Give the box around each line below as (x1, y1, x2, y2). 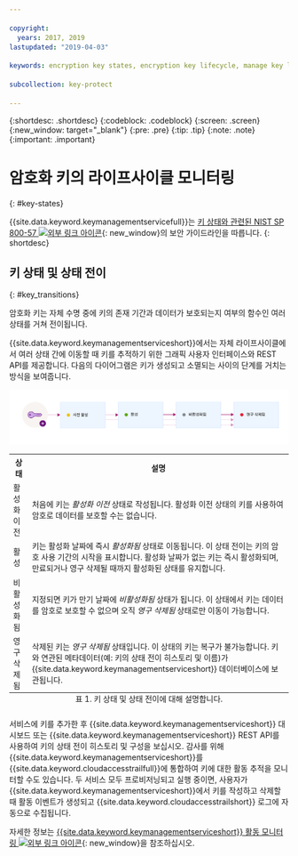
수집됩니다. (32, 807, 72, 818)
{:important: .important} (9, 133, 96, 144)
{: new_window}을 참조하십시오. (81, 837, 195, 848)
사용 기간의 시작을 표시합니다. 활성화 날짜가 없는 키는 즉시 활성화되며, (41, 552, 279, 562)
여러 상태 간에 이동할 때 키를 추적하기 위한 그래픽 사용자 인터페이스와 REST (18, 349, 277, 359)
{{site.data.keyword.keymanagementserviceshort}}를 (9, 752, 204, 763)
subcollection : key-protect (9, 80, 114, 89)
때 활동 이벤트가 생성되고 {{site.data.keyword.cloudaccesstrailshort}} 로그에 (9, 796, 279, 807)
